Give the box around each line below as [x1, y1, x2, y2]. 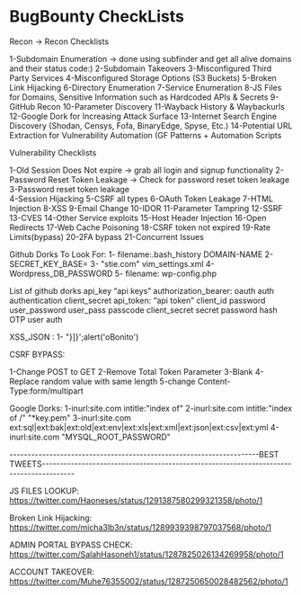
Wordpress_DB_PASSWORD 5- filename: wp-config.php [9, 268, 217, 279]
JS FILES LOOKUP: [9, 485, 79, 496]
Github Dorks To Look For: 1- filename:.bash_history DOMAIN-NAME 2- [9, 249, 274, 260]
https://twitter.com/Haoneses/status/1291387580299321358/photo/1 [9, 494, 263, 505]
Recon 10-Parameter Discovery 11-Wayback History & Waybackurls [37, 101, 286, 111]
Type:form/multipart [9, 385, 84, 396]
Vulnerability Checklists [9, 147, 97, 158]
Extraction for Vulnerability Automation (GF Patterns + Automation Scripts [9, 129, 282, 140]
